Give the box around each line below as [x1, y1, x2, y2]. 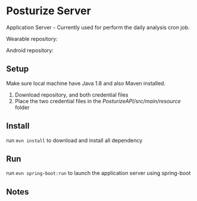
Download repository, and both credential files [14, 91, 129, 98]
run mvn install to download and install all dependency [6, 136, 143, 143]
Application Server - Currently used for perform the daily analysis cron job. [6, 24, 190, 31]
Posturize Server [6, 4, 91, 18]
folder [14, 104, 30, 111]
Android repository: [6, 46, 54, 54]
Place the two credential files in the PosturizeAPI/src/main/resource [14, 97, 181, 104]
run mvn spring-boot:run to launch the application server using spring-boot [6, 170, 191, 177]
